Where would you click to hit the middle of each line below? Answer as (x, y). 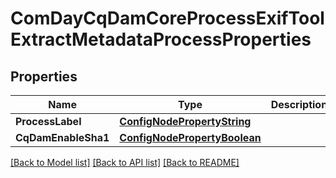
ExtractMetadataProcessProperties (161, 39)
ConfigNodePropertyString (185, 121)
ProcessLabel (48, 121)
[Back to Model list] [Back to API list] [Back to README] (125, 162)
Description (299, 104)
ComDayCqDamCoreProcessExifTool (167, 18)
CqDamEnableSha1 (62, 137)
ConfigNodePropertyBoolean (190, 137)
